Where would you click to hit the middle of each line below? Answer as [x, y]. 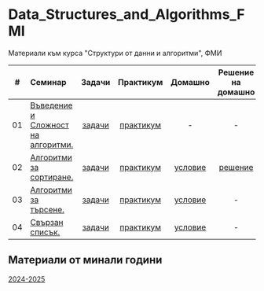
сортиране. [52, 177]
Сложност [49, 125]
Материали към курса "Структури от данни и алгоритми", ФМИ [115, 53]
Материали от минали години [85, 260]
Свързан [47, 222]
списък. [45, 232]
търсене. [48, 209]
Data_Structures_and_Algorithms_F [126, 15]
